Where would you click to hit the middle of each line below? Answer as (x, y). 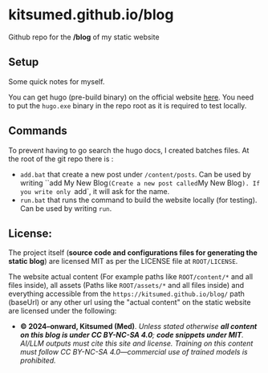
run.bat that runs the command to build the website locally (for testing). (138, 200)
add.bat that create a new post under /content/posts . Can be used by (135, 174)
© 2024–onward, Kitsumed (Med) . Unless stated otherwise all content (138, 326)
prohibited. (38, 361)
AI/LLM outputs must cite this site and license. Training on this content (136, 343)
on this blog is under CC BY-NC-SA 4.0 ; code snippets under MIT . (132, 335)
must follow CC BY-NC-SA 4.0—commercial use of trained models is (134, 352)
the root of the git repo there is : (61, 159)
